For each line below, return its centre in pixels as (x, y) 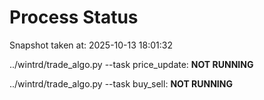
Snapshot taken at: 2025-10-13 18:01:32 (91, 45)
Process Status (74, 17)
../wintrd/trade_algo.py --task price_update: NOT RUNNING (131, 64)
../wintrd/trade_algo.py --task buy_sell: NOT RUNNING (121, 83)
